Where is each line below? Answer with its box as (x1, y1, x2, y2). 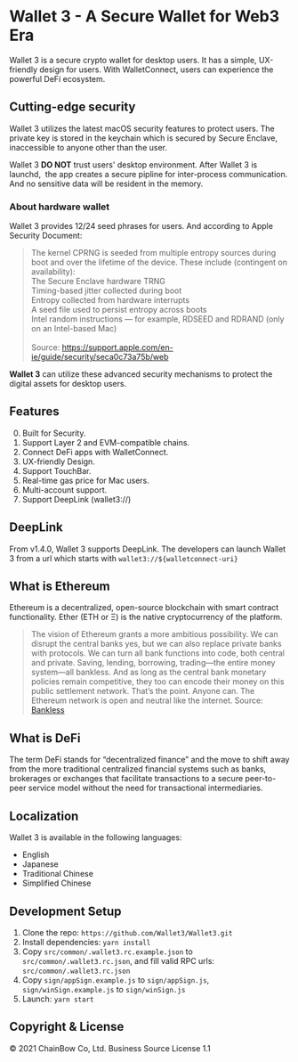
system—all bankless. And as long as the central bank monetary (30, 666, 267, 678)
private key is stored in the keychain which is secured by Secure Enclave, (9, 132, 278, 143)
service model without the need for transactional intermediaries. (28, 782, 264, 794)
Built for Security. (21, 428, 86, 438)
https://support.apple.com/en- (61, 342, 173, 353)
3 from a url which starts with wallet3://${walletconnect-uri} (9, 552, 238, 563)
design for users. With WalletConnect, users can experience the (39, 64, 274, 75)
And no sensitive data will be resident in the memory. (9, 178, 204, 189)
